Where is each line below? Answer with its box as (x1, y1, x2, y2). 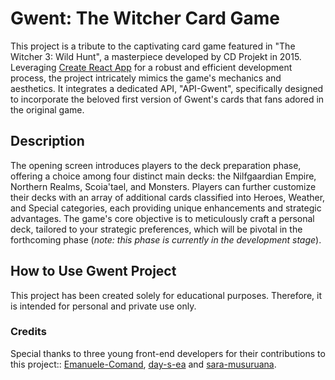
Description (10, 133, 85, 150)
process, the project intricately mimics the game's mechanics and (10, 72, 282, 84)
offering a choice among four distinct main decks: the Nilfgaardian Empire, (10, 170, 317, 182)
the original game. (10, 103, 85, 116)
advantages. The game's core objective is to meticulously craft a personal (10, 212, 315, 224)
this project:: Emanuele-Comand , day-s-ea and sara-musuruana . (10, 358, 277, 370)
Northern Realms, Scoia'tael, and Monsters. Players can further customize (10, 180, 317, 192)
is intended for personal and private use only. (10, 300, 197, 312)
